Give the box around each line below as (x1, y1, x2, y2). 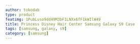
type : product (5, 12, 36, 17)
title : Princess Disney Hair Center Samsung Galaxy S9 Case (5, 21, 135, 27)
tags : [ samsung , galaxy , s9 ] (5, 26, 67, 31)
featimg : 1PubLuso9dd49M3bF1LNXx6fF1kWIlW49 (5, 17, 101, 22)
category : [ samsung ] (5, 31, 49, 36)
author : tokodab (5, 7, 40, 13)
